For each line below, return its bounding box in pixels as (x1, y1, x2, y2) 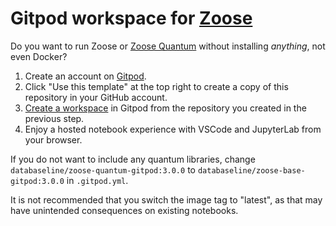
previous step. (24, 112, 85, 124)
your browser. (24, 133, 83, 146)
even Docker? (10, 50, 68, 62)
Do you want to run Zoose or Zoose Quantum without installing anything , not (10, 40, 326, 52)
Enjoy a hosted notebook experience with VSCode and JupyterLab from (24, 123, 322, 135)
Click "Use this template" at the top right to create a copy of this (24, 80, 289, 92)
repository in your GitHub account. (24, 91, 168, 103)
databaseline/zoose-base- (197, 165, 306, 176)
